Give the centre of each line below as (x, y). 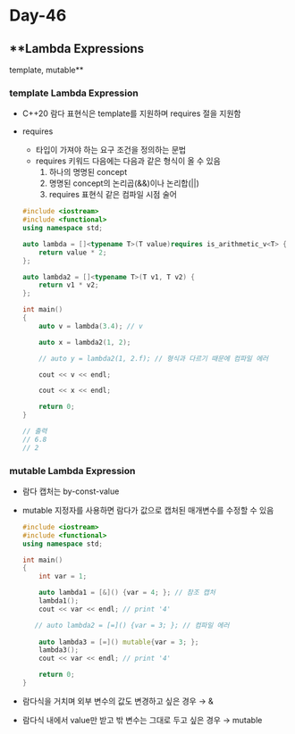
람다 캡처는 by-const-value (71, 491)
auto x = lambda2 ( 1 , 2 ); (85, 342)
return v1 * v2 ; (69, 285)
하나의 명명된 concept (88, 172)
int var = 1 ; (63, 577)
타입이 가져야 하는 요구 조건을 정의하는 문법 (110, 150)
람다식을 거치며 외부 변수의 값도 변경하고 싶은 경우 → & (118, 701)
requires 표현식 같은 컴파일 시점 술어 (113, 195)
